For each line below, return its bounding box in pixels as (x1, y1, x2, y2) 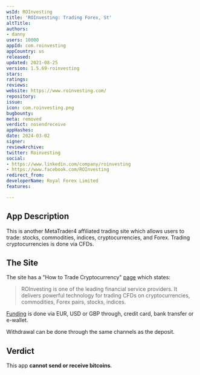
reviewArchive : (6, 144, 45, 150)
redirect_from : (6, 172, 45, 179)
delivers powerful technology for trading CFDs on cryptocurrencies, (21, 292, 190, 299)
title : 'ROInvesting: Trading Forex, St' (6, 15, 112, 21)
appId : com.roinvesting (6, 43, 66, 49)
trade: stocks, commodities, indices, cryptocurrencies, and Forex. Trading (6, 234, 190, 241)
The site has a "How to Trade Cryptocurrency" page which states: (6, 274, 171, 281)
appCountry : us (6, 48, 45, 55)
